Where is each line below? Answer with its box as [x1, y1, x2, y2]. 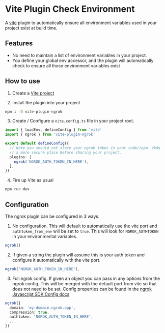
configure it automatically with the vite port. [12, 257, 101, 263]
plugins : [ [9, 154, 32, 159]
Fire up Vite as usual [12, 177, 54, 183]
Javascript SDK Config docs [12, 291, 70, 297]
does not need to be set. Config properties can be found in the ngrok [12, 286, 152, 292]
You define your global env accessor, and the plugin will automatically [12, 58, 154, 63]
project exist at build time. [5, 25, 57, 30]
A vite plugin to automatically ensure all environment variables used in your [5, 20, 157, 26]
